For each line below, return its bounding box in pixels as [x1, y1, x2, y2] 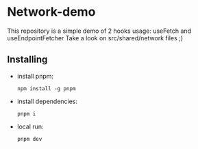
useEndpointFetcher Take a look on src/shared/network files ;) [7, 33, 184, 42]
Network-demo [7, 4, 96, 20]
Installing [7, 54, 48, 66]
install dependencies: [16, 97, 77, 105]
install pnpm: [16, 72, 53, 80]
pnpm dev [16, 135, 42, 142]
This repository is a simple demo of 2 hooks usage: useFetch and [7, 27, 192, 35]
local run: [16, 122, 44, 131]
